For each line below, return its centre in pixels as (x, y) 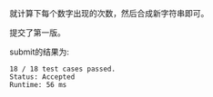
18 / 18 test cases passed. (63, 69)
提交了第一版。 (37, 33)
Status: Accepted (42, 77)
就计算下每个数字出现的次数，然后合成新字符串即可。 (109, 13)
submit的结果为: (40, 52)
